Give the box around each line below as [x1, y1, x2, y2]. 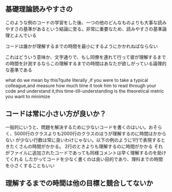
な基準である [5, 67, 32, 73]
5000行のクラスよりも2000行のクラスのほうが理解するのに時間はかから [14, 130, 166, 137]
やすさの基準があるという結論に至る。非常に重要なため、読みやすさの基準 [5, 26, 162, 32]
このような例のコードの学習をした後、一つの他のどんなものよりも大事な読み [5, 19, 167, 26]
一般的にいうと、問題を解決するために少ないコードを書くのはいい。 [5, 124, 149, 130]
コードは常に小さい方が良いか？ [5, 110, 106, 118]
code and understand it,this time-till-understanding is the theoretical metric [5, 88, 164, 94]
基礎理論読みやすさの [5, 5, 73, 14]
